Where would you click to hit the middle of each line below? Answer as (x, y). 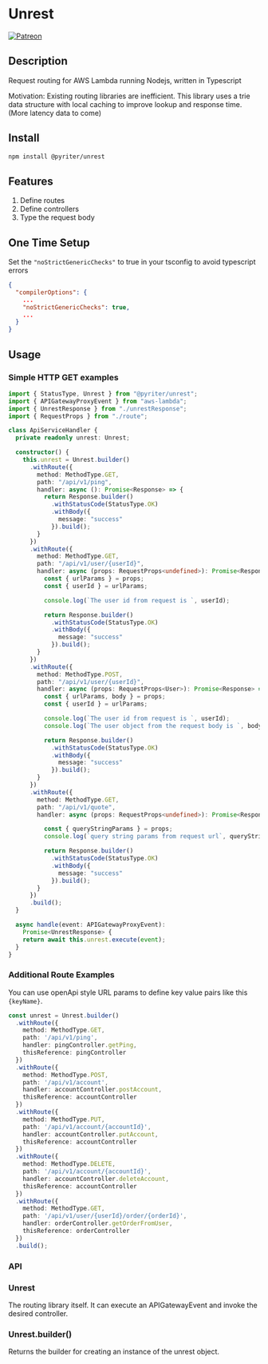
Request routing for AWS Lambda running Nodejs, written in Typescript (125, 80)
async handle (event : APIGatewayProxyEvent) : (91, 925)
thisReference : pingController (75, 1053)
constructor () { (42, 452)
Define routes (42, 201)
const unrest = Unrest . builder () (64, 1016)
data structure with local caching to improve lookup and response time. (125, 104)
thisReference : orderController (76, 1231)
